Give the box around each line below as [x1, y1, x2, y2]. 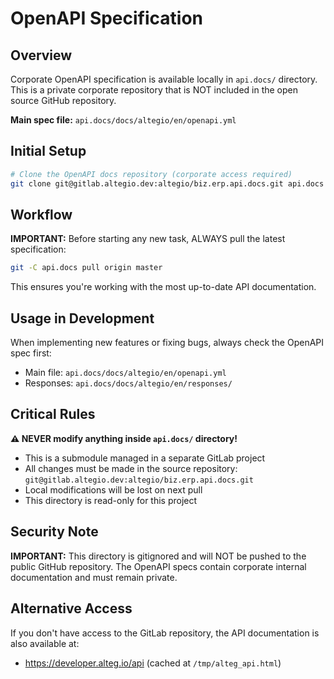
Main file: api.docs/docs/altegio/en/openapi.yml [24, 367, 227, 379]
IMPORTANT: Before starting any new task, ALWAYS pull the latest [10, 233, 286, 245]
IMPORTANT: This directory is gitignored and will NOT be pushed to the [10, 550, 307, 562]
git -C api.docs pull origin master [10, 263, 163, 273]
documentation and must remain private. [10, 571, 178, 583]
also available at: [10, 637, 80, 649]
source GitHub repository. [10, 95, 117, 106]
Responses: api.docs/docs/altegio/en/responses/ [24, 377, 233, 389]
